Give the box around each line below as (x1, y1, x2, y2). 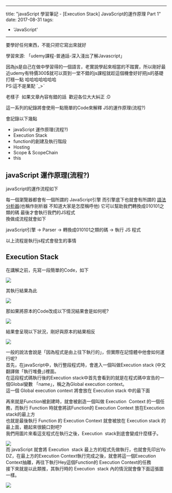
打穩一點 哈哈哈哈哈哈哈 (6, 76, 57, 83)
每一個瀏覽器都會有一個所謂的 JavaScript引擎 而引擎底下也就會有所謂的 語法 (6, 196, 166, 202)
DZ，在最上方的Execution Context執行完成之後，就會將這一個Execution (6, 453, 156, 459)
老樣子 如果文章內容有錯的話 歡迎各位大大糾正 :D (6, 94, 111, 100)
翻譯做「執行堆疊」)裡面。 (6, 368, 59, 374)
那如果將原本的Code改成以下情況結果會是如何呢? (6, 308, 109, 314)
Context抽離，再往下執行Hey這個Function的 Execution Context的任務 (6, 459, 152, 465)
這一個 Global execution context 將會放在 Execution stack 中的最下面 (6, 387, 150, 394)
